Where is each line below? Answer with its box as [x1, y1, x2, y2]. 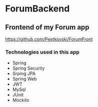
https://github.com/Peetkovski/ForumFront [5, 36, 93, 42]
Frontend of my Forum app [5, 23, 89, 31]
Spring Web [12, 76, 37, 82]
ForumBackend [5, 3, 70, 14]
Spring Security [12, 65, 45, 71]
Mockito [12, 97, 29, 103]
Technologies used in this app [5, 48, 80, 55]
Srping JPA [12, 70, 36, 76]
